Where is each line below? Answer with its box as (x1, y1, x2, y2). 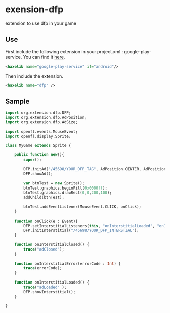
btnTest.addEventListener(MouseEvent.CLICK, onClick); (23, 204, 142, 209)
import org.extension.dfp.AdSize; (5, 120, 78, 125)
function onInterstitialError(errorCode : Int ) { (14, 261, 121, 266)
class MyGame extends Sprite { (5, 143, 71, 148)
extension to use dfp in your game (5, 20, 77, 26)
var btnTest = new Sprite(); (23, 180, 85, 186)
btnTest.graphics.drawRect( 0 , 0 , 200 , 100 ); (23, 190, 112, 195)
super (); (23, 157, 42, 162)
